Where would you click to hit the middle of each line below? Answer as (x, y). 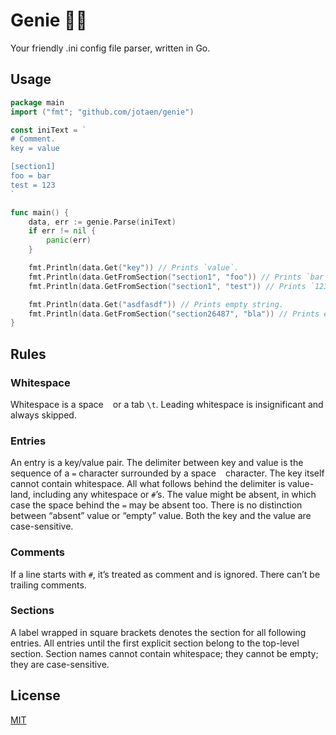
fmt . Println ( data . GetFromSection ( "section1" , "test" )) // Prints (167, 286)
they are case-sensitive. (60, 664)
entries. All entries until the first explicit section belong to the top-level (155, 643)
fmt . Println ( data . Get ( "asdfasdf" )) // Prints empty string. (156, 304)
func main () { (40, 212)
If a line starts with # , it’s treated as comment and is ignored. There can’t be (165, 574)
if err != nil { (62, 231)
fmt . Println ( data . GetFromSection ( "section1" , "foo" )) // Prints (165, 277)
